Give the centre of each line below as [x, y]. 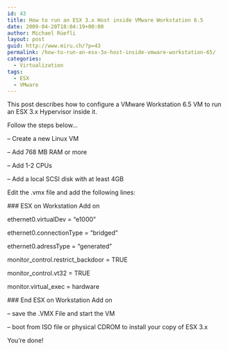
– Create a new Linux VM [43, 139]
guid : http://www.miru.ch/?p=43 [54, 46]
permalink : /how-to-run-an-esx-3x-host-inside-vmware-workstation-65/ [112, 53]
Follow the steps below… [43, 125]
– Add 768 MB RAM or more [47, 152]
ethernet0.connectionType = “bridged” [63, 233]
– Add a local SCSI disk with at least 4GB [65, 179]
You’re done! [25, 340]
